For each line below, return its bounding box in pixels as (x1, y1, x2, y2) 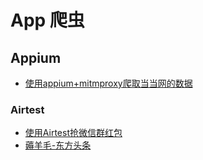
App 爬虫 (10, 9, 85, 32)
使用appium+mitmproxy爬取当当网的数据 (24, 77, 193, 89)
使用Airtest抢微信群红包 (24, 127, 123, 139)
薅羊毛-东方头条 (24, 139, 92, 151)
